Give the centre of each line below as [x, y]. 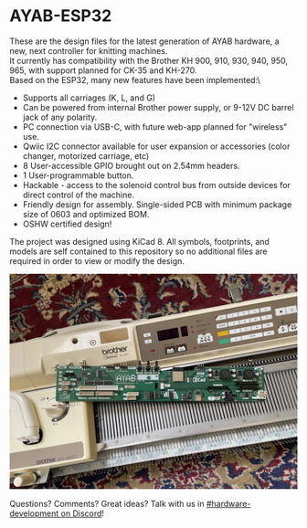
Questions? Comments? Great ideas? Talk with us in [107, 504]
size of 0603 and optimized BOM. [86, 214]
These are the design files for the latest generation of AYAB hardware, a [145, 41]
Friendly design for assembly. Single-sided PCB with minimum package [157, 204]
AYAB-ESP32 [61, 16]
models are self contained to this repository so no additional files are [138, 251]
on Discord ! [83, 513]
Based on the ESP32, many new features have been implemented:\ [135, 79]
